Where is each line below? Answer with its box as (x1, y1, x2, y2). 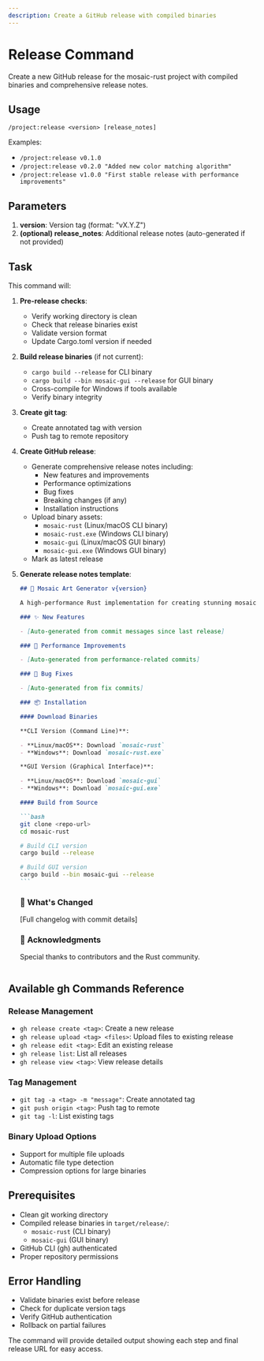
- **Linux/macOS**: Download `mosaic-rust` (19, 741, 165, 750)
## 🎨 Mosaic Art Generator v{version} (19, 585, 147, 593)
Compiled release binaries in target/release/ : (19, 1218, 169, 1228)
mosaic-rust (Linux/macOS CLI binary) (43, 521, 168, 529)
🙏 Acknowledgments (19, 934, 101, 945)
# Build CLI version (19, 842, 87, 850)
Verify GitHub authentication (19, 1312, 113, 1322)
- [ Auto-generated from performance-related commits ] (19, 656, 200, 664)
